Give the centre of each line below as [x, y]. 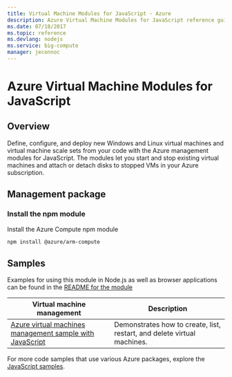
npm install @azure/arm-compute [54, 242]
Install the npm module [47, 214]
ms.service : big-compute [43, 46]
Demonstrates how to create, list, [167, 324]
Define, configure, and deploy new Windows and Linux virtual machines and [116, 143]
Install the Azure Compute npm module [63, 229]
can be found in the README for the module [70, 287]
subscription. [26, 172]
